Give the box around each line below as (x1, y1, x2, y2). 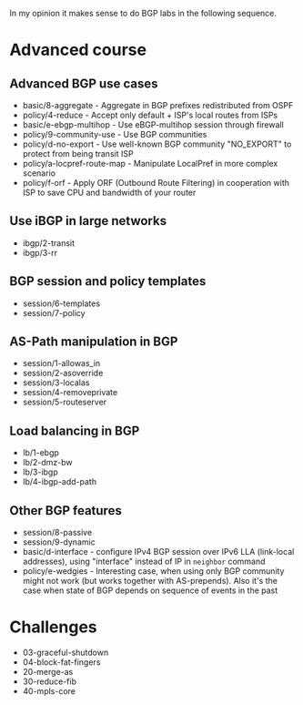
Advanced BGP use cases (9, 76, 158, 91)
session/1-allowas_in (22, 358, 101, 369)
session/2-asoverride (22, 368, 104, 379)
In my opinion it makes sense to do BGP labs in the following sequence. (9, 8, 278, 18)
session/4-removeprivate (22, 387, 118, 398)
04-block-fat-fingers (22, 657, 101, 668)
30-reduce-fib (22, 676, 77, 687)
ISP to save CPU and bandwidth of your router (22, 187, 197, 198)
